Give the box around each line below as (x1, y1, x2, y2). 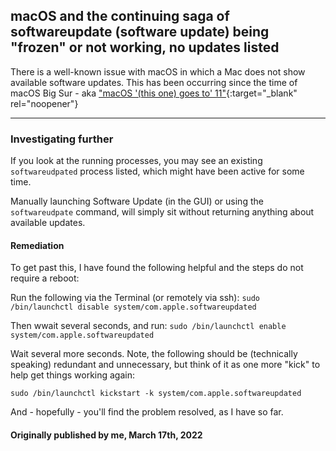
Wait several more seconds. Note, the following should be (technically (10, 348, 298, 360)
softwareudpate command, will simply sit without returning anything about (10, 206, 315, 218)
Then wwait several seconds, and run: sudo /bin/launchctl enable (10, 320, 287, 332)
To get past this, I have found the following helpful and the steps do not (10, 262, 304, 274)
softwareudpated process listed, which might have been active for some (10, 165, 305, 178)
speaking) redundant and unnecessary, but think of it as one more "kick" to (10, 359, 321, 371)
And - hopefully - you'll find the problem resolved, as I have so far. (10, 406, 284, 418)
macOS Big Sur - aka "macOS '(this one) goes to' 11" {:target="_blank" (10, 87, 298, 99)
